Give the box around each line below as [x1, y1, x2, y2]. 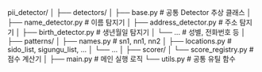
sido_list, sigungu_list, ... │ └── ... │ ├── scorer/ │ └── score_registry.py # [7, 45, 254, 54]
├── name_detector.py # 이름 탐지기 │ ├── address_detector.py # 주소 [7, 17, 238, 27]
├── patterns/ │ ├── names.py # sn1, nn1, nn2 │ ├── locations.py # [7, 36, 232, 46]
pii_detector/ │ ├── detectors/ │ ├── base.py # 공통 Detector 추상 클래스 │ [7, 8, 252, 17]
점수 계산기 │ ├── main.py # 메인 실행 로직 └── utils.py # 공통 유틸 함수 [7, 55, 236, 63]
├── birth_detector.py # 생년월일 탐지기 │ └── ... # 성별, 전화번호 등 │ [21, 28, 246, 36]
